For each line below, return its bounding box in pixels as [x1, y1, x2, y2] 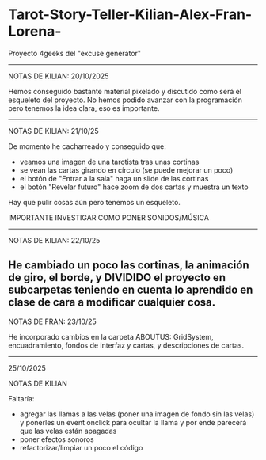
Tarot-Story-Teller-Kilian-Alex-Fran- [8, 6, 253, 24]
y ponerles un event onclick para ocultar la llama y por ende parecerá [19, 417, 247, 427]
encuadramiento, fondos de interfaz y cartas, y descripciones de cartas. [8, 340, 244, 350]
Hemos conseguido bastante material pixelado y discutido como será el [8, 86, 242, 96]
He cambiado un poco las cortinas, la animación [8, 259, 249, 272]
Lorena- [8, 22, 62, 40]
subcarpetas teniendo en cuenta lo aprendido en [8, 283, 253, 297]
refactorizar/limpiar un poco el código [19, 443, 143, 452]
